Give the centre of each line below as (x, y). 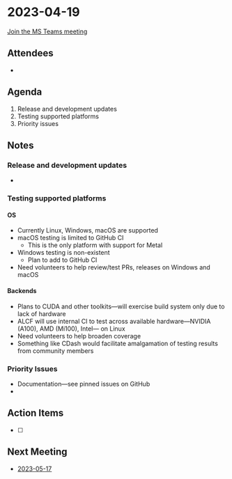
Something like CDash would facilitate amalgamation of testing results (117, 343)
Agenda (25, 92)
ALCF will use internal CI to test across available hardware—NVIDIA (114, 321)
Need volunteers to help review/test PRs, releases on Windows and (114, 267)
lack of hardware (41, 313)
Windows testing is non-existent (63, 253)
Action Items (36, 413)
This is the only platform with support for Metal (95, 245)
